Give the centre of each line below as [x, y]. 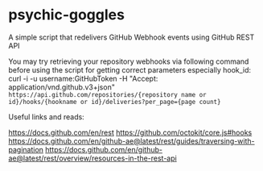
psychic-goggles [66, 15]
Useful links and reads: [46, 117]
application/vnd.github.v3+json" [62, 87]
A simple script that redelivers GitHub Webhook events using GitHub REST [131, 37]
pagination [26, 149]
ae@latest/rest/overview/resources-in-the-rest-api [92, 158]
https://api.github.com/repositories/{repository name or [107, 94]
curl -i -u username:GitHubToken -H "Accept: [83, 78]
